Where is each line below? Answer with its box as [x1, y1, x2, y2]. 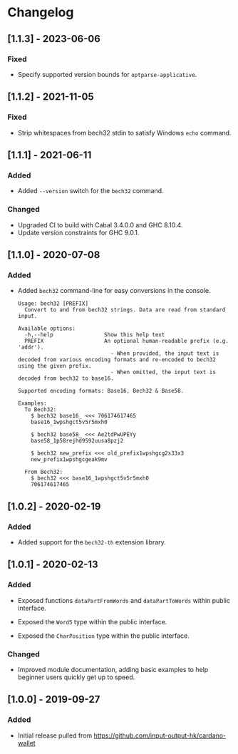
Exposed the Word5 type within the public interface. [17, 617, 167, 626]
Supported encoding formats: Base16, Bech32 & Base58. [17, 388, 185, 395]
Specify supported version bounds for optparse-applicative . [17, 70, 197, 78]
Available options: [17, 325, 76, 332]
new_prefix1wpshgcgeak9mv [31, 456, 108, 463]
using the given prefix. [17, 363, 92, 370]
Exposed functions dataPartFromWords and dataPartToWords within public [17, 596, 230, 604]
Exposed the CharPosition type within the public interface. [17, 631, 190, 640]
